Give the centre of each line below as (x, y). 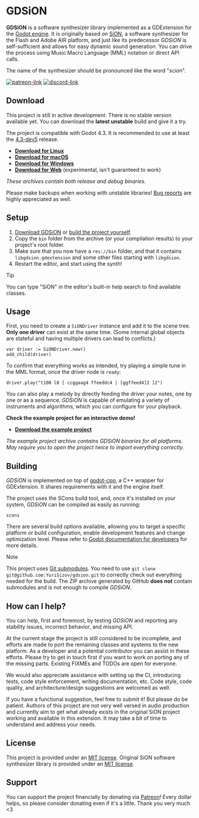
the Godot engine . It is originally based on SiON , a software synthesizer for (97, 33)
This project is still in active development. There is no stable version (89, 115)
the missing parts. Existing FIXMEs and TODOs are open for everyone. (92, 663)
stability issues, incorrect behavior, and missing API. (70, 627)
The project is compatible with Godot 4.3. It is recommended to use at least (98, 133)
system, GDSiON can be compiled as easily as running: (73, 505)
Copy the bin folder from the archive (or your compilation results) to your (104, 238)
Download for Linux (39, 150)
